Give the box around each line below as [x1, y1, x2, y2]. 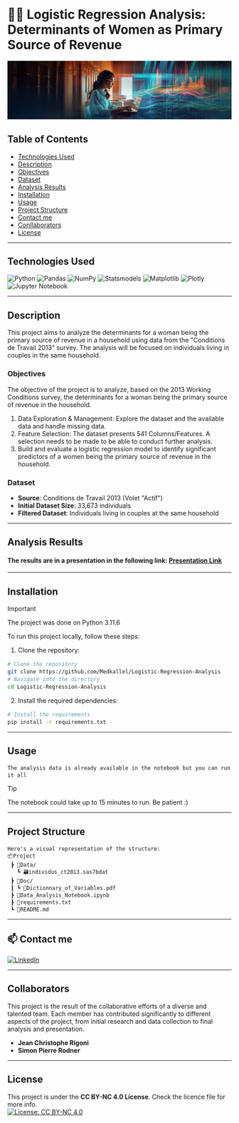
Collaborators [7, 983, 70, 995]
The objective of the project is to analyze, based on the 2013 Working [7, 385, 211, 393]
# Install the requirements [7, 710, 91, 718]
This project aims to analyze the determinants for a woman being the [7, 328, 209, 337]
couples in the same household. [7, 351, 101, 360]
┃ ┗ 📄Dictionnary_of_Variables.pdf [10, 885, 116, 892]
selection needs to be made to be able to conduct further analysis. [17, 437, 213, 445]
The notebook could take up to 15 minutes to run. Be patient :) [7, 798, 188, 807]
